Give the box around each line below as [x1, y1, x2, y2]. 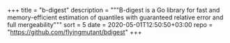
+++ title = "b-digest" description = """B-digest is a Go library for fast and [7, 6, 220, 14]
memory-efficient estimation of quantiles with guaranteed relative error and [7, 13, 224, 21]
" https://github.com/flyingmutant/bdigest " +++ [7, 28, 142, 36]
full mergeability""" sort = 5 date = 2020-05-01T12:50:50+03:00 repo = [7, 21, 213, 28]
